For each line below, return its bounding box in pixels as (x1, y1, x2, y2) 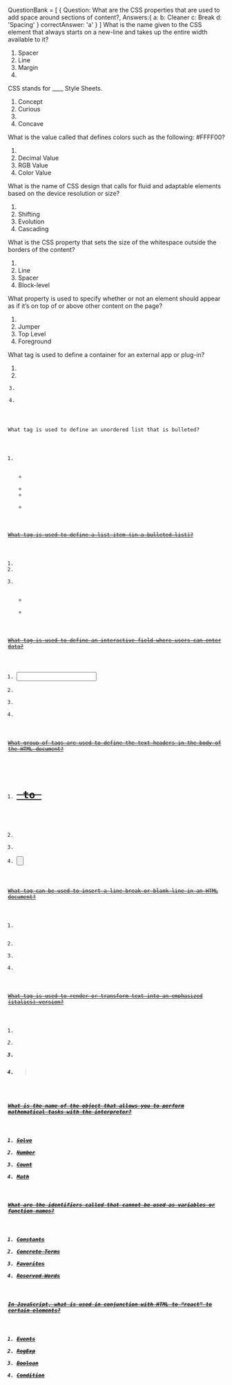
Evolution (17, 217, 45, 226)
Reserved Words (17, 1273, 61, 1280)
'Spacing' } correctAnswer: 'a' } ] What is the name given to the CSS (8, 21, 202, 28)
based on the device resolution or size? (8, 190, 120, 197)
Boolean (17, 1359, 39, 1366)
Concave (17, 120, 44, 127)
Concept (17, 98, 43, 106)
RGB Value (17, 161, 48, 169)
